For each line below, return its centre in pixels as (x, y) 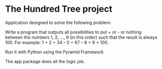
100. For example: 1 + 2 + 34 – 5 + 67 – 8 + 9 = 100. (57, 42)
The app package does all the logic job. (45, 61)
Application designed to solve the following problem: (58, 23)
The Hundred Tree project (59, 9)
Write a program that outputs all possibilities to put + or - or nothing (73, 32)
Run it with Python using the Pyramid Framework (54, 52)
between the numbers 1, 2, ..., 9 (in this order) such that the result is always (81, 37)
